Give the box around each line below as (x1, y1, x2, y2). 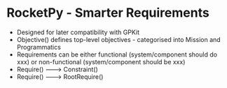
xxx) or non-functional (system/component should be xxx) (16, 57, 186, 66)
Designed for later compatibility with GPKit (16, 28, 140, 36)
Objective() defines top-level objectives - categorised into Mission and (16, 35, 221, 43)
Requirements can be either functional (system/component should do (16, 50, 218, 59)
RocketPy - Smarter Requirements (6, 5, 209, 21)
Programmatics (16, 43, 61, 51)
